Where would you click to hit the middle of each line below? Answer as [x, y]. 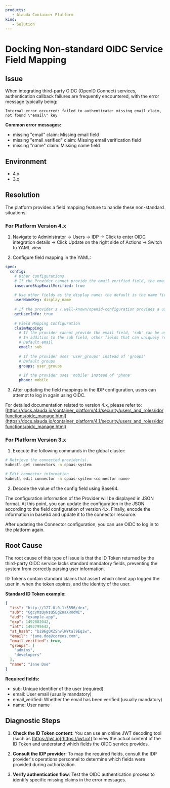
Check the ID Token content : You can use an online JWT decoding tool [87, 733]
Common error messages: [33, 125]
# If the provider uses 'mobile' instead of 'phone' [75, 375]
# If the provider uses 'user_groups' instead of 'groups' [82, 356]
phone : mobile [34, 380]
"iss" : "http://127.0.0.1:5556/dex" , [50, 608]
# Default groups [37, 361]
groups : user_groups [40, 366]
